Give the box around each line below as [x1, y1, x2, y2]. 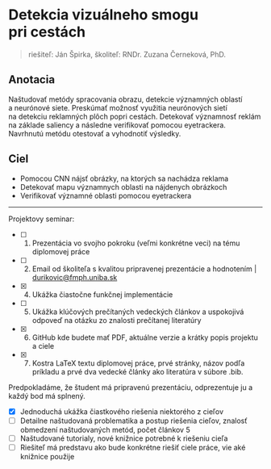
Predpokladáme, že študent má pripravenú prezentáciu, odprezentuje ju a [8, 382, 253, 392]
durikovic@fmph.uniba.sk [31, 272, 118, 282]
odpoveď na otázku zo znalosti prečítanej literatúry [31, 315, 202, 325]
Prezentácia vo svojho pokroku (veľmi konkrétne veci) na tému [31, 238, 240, 248]
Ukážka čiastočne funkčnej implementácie [31, 289, 173, 299]
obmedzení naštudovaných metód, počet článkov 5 [19, 425, 191, 434]
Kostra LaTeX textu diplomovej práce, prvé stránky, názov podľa [31, 358, 245, 368]
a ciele [31, 341, 55, 350]
